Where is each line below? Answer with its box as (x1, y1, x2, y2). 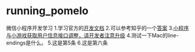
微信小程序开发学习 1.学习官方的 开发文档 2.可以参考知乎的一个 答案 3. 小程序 (6, 24, 189, 31)
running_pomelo (6, 4, 89, 18)
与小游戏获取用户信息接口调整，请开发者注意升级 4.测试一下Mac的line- (6, 31, 179, 39)
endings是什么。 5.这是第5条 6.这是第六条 (6, 39, 108, 46)
